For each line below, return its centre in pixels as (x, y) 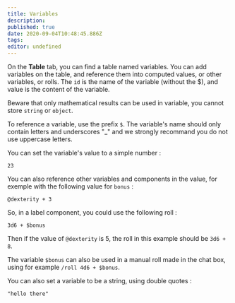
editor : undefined (34, 47)
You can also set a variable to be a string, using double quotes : (100, 281)
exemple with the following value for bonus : (71, 186)
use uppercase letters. (40, 139)
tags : (15, 40)
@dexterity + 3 (30, 199)
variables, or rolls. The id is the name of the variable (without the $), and (113, 82)
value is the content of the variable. (59, 89)
